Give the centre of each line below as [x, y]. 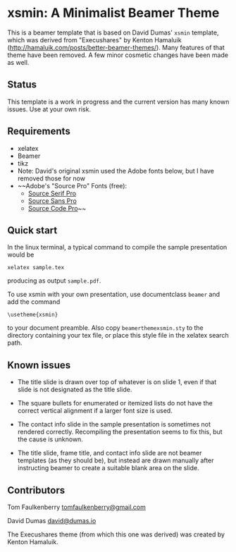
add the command [34, 302]
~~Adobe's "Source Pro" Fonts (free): [72, 185]
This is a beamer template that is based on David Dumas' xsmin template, [113, 32]
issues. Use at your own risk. [49, 109]
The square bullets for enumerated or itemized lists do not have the [115, 403]
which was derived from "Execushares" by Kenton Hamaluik [94, 39]
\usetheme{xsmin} [33, 315]
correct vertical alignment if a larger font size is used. [95, 411]
